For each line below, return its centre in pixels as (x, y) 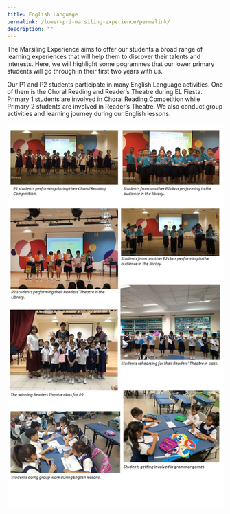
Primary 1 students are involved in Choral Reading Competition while (104, 99)
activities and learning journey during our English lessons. (89, 114)
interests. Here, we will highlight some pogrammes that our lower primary (111, 64)
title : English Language (43, 14)
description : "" (30, 29)
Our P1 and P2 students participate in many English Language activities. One (115, 85)
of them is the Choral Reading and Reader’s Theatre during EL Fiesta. (105, 92)
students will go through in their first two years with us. (85, 71)
